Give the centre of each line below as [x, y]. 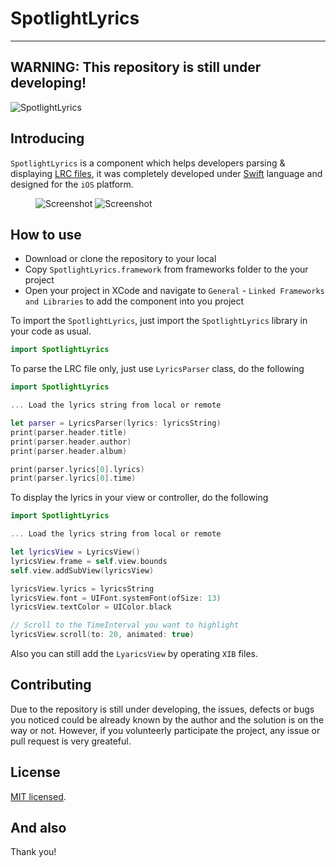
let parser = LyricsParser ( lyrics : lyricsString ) [116, 423]
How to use [46, 234]
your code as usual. [51, 331]
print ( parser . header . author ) [71, 442]
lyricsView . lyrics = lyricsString [82, 588]
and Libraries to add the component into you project [134, 301]
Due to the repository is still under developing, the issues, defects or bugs [162, 709]
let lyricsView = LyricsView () [75, 552]
